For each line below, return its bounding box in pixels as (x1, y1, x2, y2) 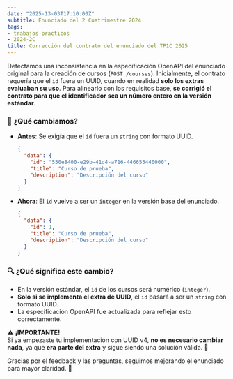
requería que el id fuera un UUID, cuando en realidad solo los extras (7, 77, 204, 84)
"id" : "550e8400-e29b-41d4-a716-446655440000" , (30, 158, 170, 166)
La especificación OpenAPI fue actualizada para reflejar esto (17, 307, 192, 315)
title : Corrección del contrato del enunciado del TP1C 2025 (7, 43, 188, 50)
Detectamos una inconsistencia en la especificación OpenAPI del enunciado (7, 62, 226, 70)
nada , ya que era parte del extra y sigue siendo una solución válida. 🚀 (7, 343, 209, 351)
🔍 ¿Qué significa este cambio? (7, 267, 114, 276)
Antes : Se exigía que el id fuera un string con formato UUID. (17, 132, 193, 140)
